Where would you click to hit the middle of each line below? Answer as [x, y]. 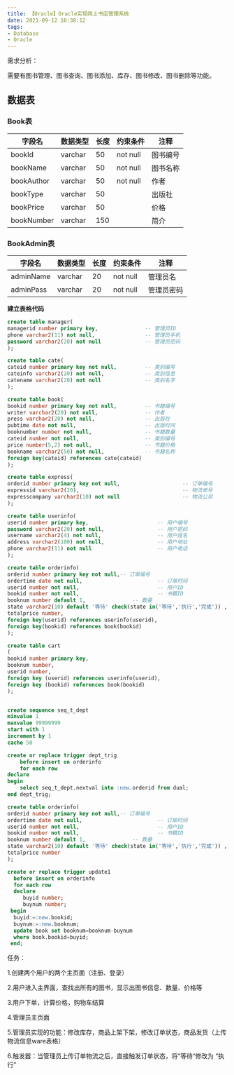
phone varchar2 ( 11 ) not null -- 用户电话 [97, 549]
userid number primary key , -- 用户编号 [97, 522]
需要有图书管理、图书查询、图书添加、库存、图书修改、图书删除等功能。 [111, 76]
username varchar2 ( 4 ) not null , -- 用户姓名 [97, 536]
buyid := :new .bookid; [43, 917]
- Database [23, 33]
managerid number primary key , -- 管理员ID [92, 328]
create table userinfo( [42, 516]
